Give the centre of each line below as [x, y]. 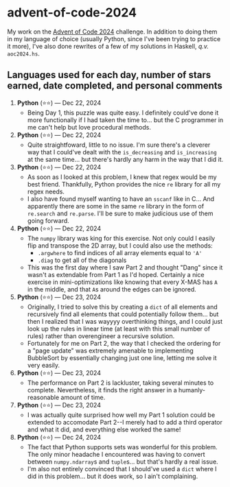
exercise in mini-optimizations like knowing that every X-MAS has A [122, 282]
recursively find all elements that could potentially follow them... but [123, 314]
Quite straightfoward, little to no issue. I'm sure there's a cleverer [119, 145]
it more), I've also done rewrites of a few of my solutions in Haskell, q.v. [108, 46]
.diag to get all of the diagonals [82, 260]
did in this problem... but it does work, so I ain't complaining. [113, 476]
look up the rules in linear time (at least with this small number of [119, 329]
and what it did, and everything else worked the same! [104, 429]
